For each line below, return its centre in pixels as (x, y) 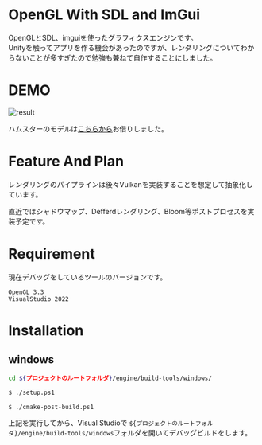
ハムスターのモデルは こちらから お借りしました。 (88, 128)
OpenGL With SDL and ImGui (104, 15)
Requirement (52, 254)
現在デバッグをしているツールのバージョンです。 (88, 277)
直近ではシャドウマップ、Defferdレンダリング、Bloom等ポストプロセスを (128, 211)
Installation (46, 330)
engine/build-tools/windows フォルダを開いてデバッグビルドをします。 (137, 433)
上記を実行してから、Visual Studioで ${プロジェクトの (93, 423)
